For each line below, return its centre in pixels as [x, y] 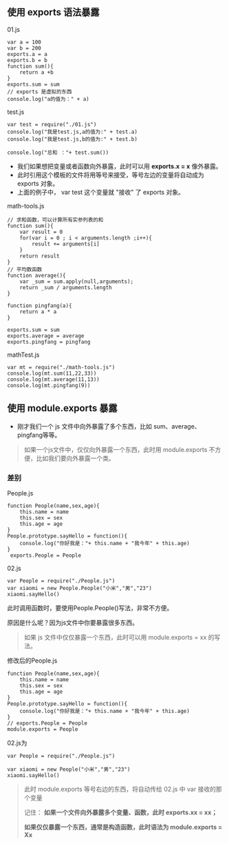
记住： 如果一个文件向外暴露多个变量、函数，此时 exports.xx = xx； [121, 812]
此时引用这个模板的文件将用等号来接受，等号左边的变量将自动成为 [110, 175]
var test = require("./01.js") [52, 124]
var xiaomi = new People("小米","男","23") [69, 769]
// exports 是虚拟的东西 [40, 92]
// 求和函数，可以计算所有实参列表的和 [55, 219]
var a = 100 [24, 42]
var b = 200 [24, 48]
